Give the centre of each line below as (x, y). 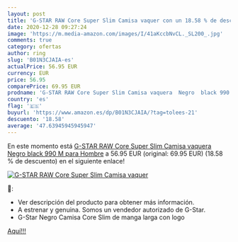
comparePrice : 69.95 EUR (44, 86)
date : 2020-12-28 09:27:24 (47, 27)
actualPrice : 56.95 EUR (42, 67)
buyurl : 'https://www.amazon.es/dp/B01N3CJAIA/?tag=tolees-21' (103, 113)
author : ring (27, 54)
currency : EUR (28, 73)
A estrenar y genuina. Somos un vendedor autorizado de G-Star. (112, 209)
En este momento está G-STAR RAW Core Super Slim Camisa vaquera (109, 146)
